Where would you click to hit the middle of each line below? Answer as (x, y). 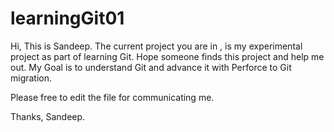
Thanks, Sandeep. (48, 116)
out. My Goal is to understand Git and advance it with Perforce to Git (151, 67)
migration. (31, 78)
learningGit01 (67, 18)
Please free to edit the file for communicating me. (112, 97)
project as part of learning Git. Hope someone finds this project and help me (167, 56)
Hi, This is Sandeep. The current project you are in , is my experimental (156, 46)
